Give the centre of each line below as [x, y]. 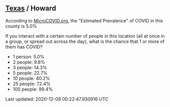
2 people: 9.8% [29, 62]
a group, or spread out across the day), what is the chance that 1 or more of [85, 41]
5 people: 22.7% [30, 73]
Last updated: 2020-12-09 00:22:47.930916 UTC [57, 99]
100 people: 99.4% [33, 89]
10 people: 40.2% [31, 78]
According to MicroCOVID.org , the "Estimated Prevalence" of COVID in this [84, 20]
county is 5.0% [21, 26]
